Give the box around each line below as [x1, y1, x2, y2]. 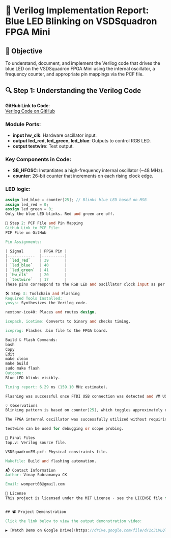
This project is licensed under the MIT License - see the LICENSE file [5, 496, 163, 501]
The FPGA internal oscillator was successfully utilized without [5, 417, 147, 422]
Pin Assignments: [5, 239, 42, 244]
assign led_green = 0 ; [5, 207, 53, 212]
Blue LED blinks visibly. [5, 375, 60, 380]
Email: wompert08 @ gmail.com [5, 482, 65, 487]
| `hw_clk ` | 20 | [5, 273, 67, 278]
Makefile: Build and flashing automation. [5, 458, 97, 463]
